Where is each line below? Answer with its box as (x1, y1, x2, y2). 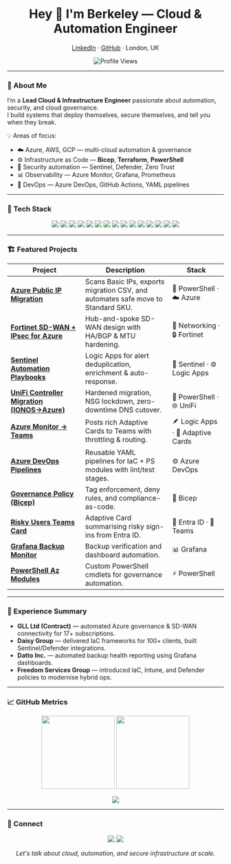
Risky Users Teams (10, 517, 76, 527)
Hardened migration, (85, 388, 152, 397)
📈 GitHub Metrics (7, 697, 68, 707)
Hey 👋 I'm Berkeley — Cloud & (28, 6, 203, 22)
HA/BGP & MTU (85, 330, 136, 340)
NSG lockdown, (85, 396, 135, 405)
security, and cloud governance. (7, 103, 99, 112)
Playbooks (10, 372, 46, 381)
